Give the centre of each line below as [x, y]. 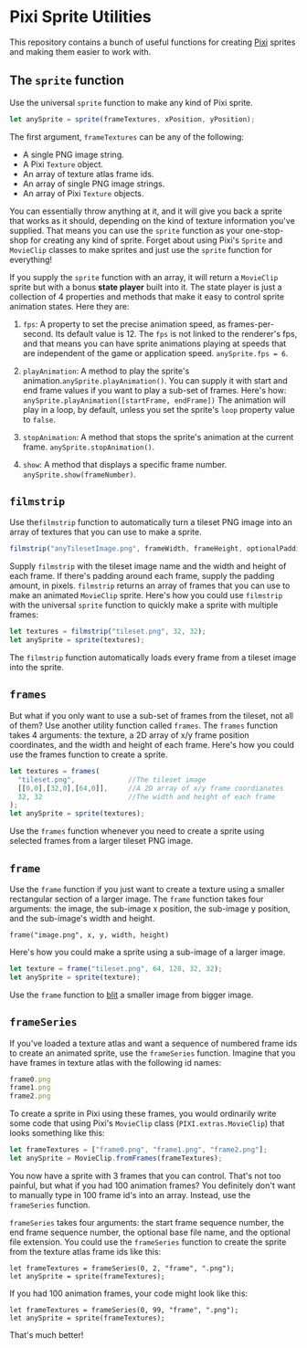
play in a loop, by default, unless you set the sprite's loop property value [159, 409]
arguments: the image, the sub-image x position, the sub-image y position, [150, 908]
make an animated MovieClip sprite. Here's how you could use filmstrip [146, 595]
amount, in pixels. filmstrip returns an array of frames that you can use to [150, 585]
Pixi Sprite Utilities [81, 17]
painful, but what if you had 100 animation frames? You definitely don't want [153, 1185]
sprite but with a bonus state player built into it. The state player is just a [146, 287]
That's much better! [47, 1334]
